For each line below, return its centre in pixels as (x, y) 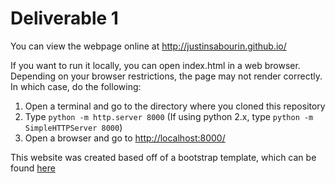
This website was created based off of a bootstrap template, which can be (163, 157)
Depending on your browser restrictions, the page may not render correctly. (166, 76)
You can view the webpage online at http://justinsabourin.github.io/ (148, 46)
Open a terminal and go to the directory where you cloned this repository (175, 106)
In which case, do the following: (76, 86)
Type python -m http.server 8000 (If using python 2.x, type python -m (169, 116)
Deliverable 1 (64, 18)
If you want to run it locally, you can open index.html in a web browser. (155, 65)
